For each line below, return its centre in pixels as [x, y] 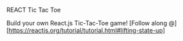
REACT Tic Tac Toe [34, 10]
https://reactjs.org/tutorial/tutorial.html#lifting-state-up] [87, 30]
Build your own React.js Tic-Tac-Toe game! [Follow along [87, 23]
